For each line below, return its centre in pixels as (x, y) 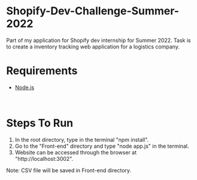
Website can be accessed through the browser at (76, 152)
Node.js (25, 87)
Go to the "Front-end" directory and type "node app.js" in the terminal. (102, 146)
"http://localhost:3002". (44, 158)
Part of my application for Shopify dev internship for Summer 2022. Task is (99, 40)
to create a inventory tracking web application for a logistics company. (93, 47)
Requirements (42, 71)
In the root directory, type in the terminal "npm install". (82, 139)
